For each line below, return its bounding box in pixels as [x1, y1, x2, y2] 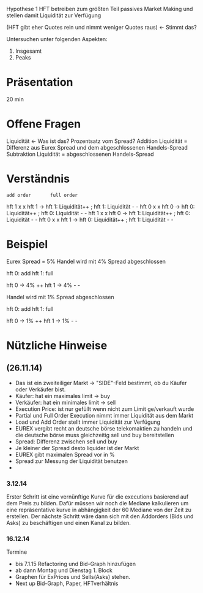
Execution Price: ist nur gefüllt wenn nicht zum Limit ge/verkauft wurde [15, 405, 194, 413]
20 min [6, 95, 24, 103]
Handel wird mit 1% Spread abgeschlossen [6, 293, 114, 300]
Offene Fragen [6, 117, 81, 131]
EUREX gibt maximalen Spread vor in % [15, 451, 115, 458]
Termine [6, 548, 28, 556]
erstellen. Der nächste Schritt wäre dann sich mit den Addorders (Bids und [6, 513, 194, 520]
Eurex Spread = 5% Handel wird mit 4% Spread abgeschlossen [6, 258, 166, 265]
